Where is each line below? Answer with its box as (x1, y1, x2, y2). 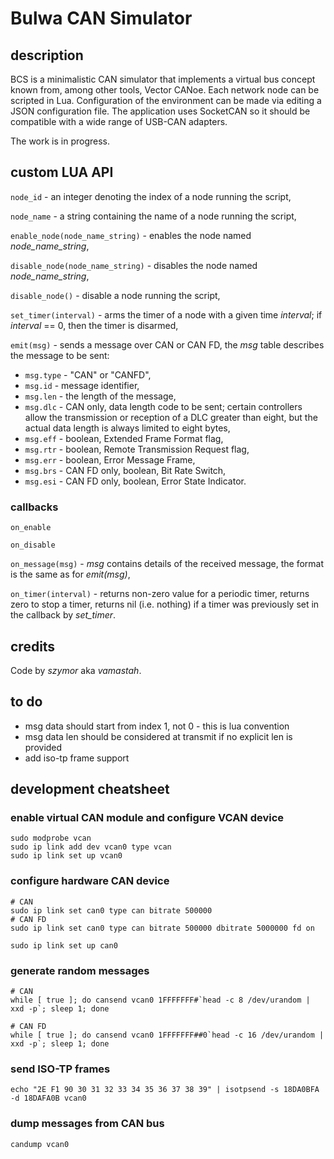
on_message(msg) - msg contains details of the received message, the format (10, 558, 324, 570)
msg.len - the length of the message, (24, 390, 177, 402)
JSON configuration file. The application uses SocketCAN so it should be (10, 105, 311, 117)
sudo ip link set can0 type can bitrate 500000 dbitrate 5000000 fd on (10, 923, 315, 933)
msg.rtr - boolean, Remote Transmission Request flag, (24, 443, 250, 455)
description (10, 47, 84, 64)
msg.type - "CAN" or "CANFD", (24, 368, 152, 381)
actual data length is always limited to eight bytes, (24, 422, 231, 434)
